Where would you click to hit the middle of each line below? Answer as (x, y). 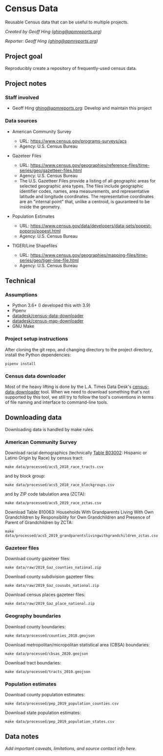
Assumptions (21, 295)
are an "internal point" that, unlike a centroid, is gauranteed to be (84, 202)
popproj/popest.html (40, 231)
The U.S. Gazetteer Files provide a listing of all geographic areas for (88, 181)
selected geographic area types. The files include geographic (81, 186)
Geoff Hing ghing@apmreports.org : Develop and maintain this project (82, 108)
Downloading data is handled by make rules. (50, 429)
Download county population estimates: (45, 695)
